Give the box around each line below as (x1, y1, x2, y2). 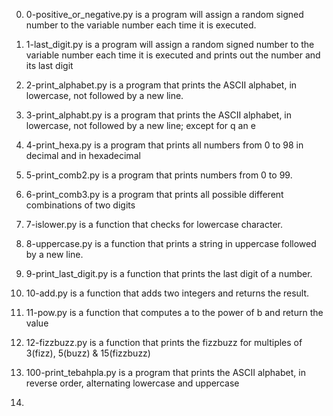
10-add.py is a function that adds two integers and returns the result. (25, 287, 310, 299)
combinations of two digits (25, 199, 136, 211)
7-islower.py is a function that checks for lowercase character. (25, 219, 283, 230)
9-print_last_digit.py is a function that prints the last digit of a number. (25, 268, 313, 279)
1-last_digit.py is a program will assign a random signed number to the (25, 39, 315, 50)
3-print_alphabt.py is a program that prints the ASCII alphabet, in (25, 109, 293, 121)
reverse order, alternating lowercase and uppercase (25, 377, 240, 389)
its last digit (25, 60, 74, 71)
